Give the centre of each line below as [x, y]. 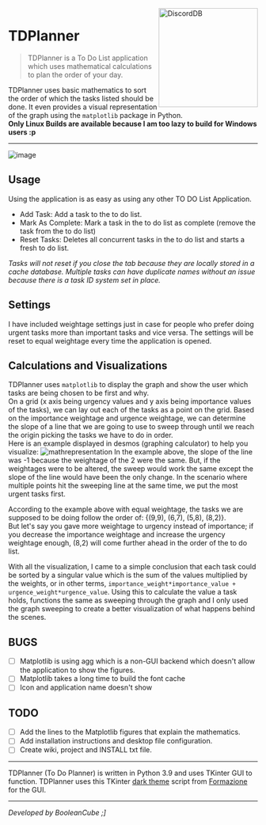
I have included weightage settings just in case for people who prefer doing [131, 324]
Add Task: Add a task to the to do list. [81, 214]
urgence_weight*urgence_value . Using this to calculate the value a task [123, 592]
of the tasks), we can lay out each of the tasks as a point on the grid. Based [131, 410]
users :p [22, 132]
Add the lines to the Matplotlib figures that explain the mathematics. [130, 732]
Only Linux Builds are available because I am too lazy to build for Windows [133, 124]
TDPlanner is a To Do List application [87, 58]
